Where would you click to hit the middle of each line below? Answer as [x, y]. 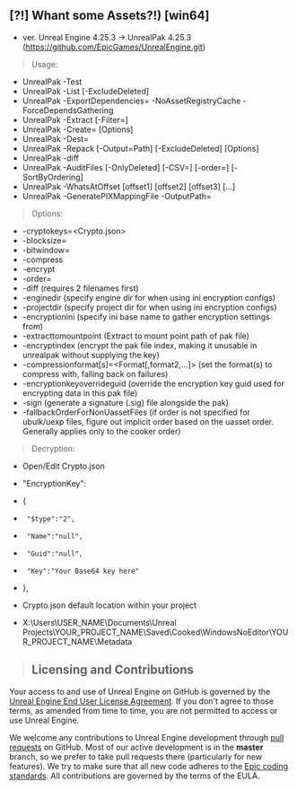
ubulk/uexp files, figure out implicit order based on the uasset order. [148, 421]
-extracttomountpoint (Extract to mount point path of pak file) [135, 336]
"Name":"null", [55, 536]
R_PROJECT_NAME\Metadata [77, 641]
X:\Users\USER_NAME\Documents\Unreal [99, 622]
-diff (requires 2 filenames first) [80, 288]
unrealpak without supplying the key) [91, 355]
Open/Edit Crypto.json [63, 466]
